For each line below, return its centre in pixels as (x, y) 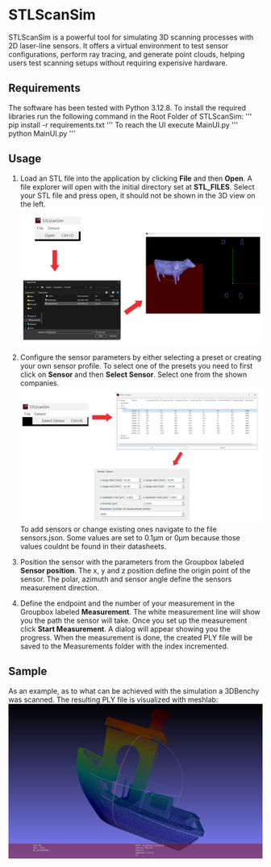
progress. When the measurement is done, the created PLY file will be (136, 637)
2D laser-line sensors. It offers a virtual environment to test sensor (119, 45)
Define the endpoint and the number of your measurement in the (127, 603)
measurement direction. (60, 587)
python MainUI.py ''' (42, 133)
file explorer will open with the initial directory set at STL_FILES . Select (138, 186)
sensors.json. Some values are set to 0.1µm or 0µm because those (130, 537)
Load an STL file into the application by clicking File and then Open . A (136, 178)
